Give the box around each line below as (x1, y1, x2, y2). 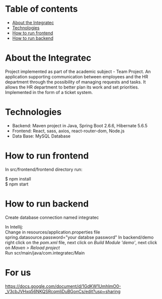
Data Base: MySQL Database (12, 133, 71, 139)
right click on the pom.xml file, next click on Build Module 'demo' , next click (5, 239, 158, 245)
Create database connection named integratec (5, 214, 99, 220)
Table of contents (5, 3, 78, 15)
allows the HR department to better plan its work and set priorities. (5, 84, 139, 90)
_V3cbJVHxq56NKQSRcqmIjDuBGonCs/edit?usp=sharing (5, 288, 121, 294)
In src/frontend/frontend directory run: (5, 166, 83, 172)
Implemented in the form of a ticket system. (5, 89, 93, 95)
